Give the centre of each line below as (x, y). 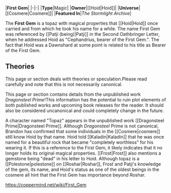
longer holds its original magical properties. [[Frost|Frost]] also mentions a (83, 153)
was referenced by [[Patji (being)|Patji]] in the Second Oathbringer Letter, (82, 34)
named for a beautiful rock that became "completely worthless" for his (79, 142)
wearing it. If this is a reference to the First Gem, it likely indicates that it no (84, 147)
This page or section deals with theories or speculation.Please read (76, 79)
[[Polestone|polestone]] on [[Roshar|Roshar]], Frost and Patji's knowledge (83, 164)
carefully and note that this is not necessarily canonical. (64, 84)
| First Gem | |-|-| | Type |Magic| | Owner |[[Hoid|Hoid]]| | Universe (72, 8)
